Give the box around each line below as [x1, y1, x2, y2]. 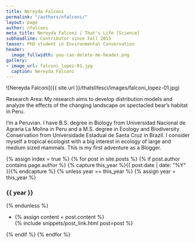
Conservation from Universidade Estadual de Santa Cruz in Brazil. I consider [6, 132, 190, 139]
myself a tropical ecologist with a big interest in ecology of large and [6, 138, 172, 145]
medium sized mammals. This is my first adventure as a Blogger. [6, 144, 162, 151]
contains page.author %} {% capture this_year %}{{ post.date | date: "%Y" [6, 162, 186, 169]
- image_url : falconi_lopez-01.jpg [6, 63, 93, 69]
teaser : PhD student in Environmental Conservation [6, 41, 135, 47]
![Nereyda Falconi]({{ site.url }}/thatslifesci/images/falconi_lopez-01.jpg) [6, 84, 180, 91]
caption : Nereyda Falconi [11, 68, 75, 74]
